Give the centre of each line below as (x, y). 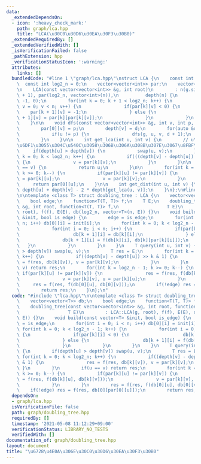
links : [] (29, 73)
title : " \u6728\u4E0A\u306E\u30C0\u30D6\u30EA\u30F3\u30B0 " (83, 451)
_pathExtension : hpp (37, 56)
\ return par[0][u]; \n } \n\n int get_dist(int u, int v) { (106, 184)
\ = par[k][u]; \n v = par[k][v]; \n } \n (101, 179)
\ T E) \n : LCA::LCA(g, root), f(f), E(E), (104, 313)
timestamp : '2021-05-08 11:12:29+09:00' (63, 424)
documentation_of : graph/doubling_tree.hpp (61, 441)
